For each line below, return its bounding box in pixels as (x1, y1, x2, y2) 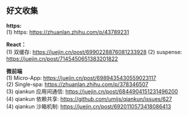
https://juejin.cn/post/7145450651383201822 (6, 55, 119, 62)
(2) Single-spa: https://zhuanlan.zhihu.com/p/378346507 (6, 81, 149, 88)
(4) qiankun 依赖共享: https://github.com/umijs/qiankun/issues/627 (6, 95, 172, 102)
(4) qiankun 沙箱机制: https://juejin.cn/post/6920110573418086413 (6, 103, 172, 110)
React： (6, 41, 27, 48)
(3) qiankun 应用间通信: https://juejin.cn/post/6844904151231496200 (6, 88, 178, 95)
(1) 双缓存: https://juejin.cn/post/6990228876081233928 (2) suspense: (6, 48, 183, 55)
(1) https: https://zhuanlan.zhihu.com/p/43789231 (6, 28, 130, 35)
